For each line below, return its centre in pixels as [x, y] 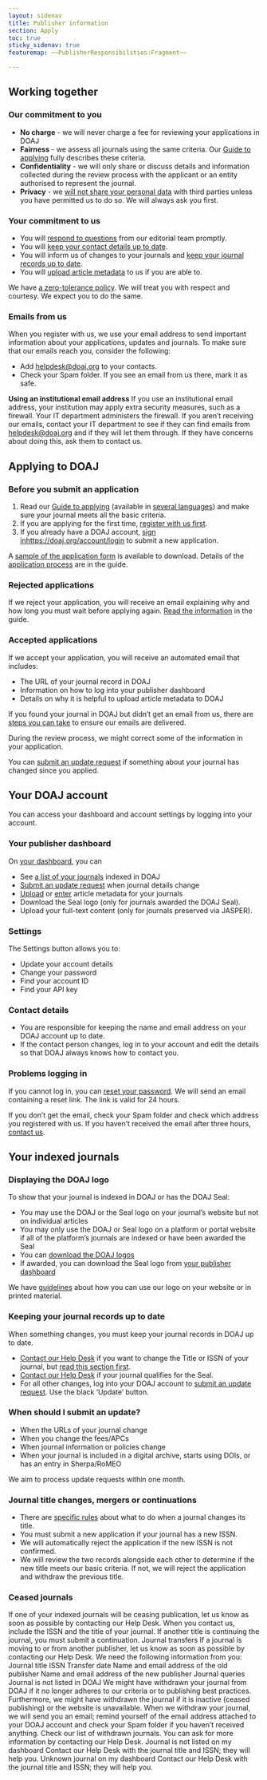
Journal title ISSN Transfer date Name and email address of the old [118, 1666]
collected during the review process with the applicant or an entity [128, 174]
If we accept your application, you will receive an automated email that [124, 657]
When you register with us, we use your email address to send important [128, 334]
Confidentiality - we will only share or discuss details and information [135, 166]
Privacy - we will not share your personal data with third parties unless [136, 192]
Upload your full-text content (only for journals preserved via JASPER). [136, 910]
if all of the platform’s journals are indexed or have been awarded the [133, 1238]
